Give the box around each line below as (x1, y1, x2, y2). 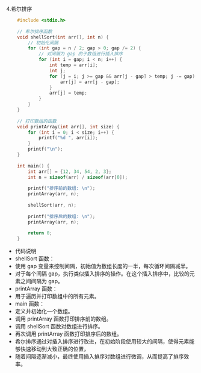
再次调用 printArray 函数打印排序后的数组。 (14, 330, 122, 337)
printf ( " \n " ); (28, 146, 63, 152)
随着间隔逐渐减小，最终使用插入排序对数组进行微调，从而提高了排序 (14, 353, 184, 360)
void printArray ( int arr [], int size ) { (17, 124, 120, 130)
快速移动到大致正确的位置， (20, 345, 89, 353)
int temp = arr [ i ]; (49, 62, 98, 68)
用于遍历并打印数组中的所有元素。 (14, 293, 100, 299)
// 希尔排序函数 (17, 28, 52, 34)
